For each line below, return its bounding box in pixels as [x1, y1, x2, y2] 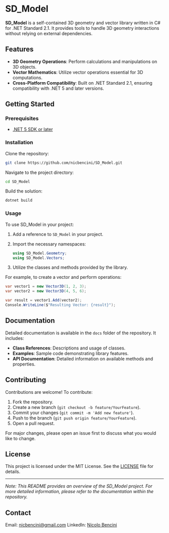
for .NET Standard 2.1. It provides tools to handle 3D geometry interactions [5, 25, 159, 31]
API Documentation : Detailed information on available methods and [12, 356, 153, 362]
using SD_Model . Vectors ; [12, 255, 65, 260]
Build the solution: [5, 188, 43, 194]
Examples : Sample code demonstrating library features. [12, 350, 129, 356]
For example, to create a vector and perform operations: [5, 274, 122, 280]
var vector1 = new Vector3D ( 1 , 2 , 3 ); [5, 284, 87, 289]
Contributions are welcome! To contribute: [5, 389, 93, 395]
